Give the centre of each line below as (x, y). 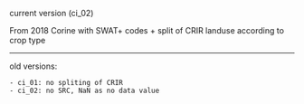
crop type (28, 40)
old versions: (33, 66)
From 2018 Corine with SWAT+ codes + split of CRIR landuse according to (147, 30)
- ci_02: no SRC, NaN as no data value (85, 90)
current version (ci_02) (52, 13)
